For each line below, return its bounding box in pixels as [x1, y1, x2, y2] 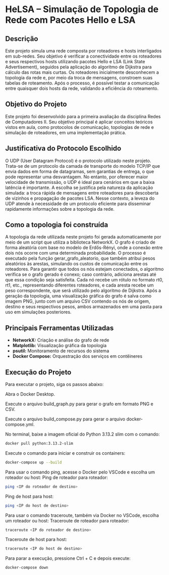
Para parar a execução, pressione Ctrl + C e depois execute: [5, 555, 131, 561]
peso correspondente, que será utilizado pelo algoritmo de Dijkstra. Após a [5, 287, 161, 294]
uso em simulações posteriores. [5, 309, 72, 315]
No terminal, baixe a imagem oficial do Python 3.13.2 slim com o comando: [5, 431, 160, 438]
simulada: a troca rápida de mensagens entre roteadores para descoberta [5, 189, 159, 196]
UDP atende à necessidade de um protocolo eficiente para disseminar [5, 201, 151, 207]
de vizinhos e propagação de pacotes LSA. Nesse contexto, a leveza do [5, 195, 155, 201]
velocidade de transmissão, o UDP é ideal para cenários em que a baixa [5, 179, 155, 185]
